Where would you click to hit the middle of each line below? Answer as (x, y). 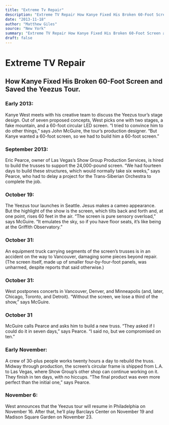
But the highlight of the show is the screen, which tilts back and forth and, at (84, 211)
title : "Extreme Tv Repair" (35, 10)
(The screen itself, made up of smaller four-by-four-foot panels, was (76, 262)
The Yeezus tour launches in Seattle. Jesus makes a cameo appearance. (80, 206)
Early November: (26, 350)
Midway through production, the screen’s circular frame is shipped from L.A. (84, 366)
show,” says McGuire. (28, 302)
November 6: (22, 395)
